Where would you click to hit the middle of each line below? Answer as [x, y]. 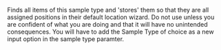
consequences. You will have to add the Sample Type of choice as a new [111, 32]
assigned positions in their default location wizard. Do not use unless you [111, 17]
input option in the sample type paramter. [66, 39]
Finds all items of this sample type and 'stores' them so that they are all [108, 10]
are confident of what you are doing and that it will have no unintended [107, 24]
